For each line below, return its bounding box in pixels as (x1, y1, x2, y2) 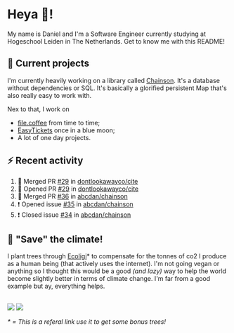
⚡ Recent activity (7, 155, 84, 167)
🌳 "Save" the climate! (7, 233, 103, 245)
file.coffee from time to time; (17, 118, 100, 127)
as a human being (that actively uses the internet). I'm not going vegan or (7, 260, 220, 268)
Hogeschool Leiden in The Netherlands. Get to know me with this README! (7, 37, 225, 45)
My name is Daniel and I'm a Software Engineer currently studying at (7, 30, 206, 38)
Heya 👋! (7, 6, 54, 23)
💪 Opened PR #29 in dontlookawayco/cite (17, 184, 139, 193)
